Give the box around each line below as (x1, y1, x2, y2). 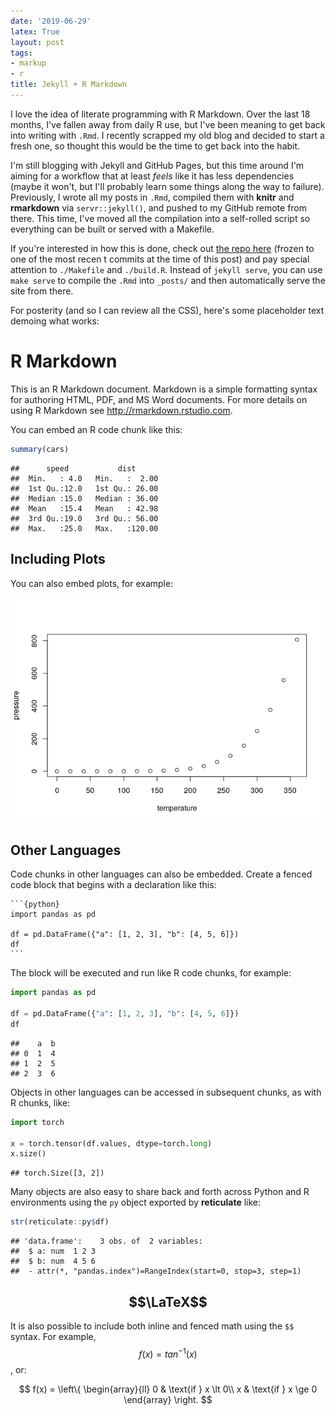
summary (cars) (10, 444, 70, 454)
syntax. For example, (10, 1331, 97, 1342)
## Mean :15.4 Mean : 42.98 (10, 503, 159, 514)
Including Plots (10, 551, 106, 568)
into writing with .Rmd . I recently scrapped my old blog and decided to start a (10, 129, 325, 141)
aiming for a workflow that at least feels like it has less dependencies (10, 170, 295, 182)
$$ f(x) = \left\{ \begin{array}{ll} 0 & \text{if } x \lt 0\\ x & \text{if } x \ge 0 (18, 1383, 318, 1395)
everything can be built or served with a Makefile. (10, 223, 215, 235)
